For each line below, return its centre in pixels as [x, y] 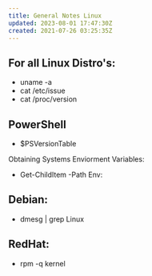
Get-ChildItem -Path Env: [61, 174]
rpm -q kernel [42, 263]
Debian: [28, 200]
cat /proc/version [48, 99]
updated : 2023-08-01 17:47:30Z [60, 23]
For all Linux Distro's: [62, 63]
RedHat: [29, 244]
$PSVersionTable [48, 144]
